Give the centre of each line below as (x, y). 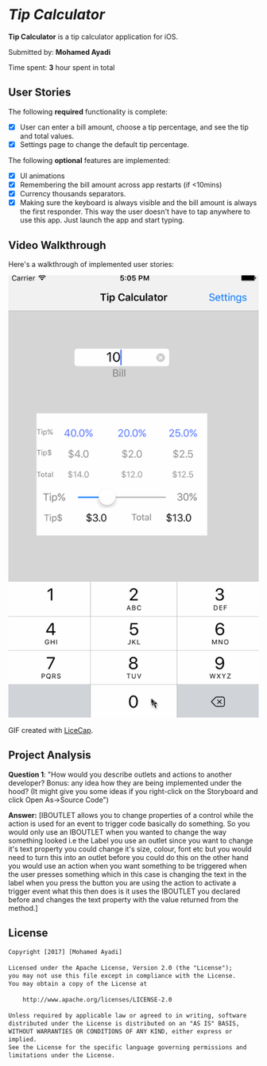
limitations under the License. (62, 1056)
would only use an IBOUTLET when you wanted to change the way (117, 831)
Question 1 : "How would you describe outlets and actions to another (120, 774)
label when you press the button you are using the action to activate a (122, 882)
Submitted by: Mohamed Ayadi (60, 52)
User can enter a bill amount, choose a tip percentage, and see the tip (134, 127)
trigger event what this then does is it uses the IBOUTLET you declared (124, 891)
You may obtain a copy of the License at (78, 984)
